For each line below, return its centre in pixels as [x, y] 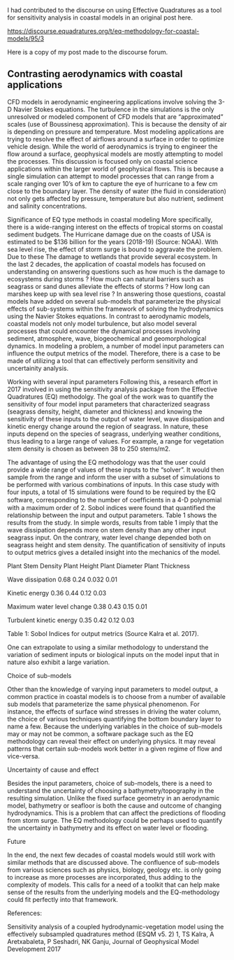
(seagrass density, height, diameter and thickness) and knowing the [105, 411]
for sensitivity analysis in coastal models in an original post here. [100, 17]
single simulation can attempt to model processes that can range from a [111, 176]
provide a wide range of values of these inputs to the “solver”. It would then [116, 470]
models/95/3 [25, 38]
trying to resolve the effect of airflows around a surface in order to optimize [116, 139]
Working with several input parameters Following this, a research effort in [113, 381]
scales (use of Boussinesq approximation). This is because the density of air [117, 124]
